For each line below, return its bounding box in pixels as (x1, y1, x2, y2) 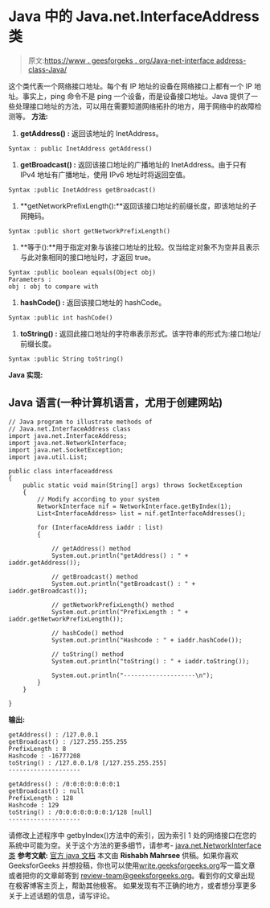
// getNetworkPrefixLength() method (51, 601, 174, 609)
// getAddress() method (51, 544, 131, 552)
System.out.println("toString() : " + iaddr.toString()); (51, 657, 250, 665)
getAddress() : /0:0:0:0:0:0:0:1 (8, 780, 121, 788)
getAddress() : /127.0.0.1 (8, 730, 99, 739)
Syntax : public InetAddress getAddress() (8, 144, 153, 153)
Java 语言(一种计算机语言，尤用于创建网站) (8, 396, 223, 410)
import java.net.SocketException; (8, 446, 125, 454)
